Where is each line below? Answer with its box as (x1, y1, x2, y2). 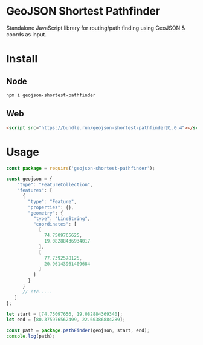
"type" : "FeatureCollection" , (17, 182, 94, 188)
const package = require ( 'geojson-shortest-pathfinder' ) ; (6, 165, 155, 171)
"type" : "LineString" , (33, 215, 91, 222)
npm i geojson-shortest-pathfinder (6, 92, 96, 98)
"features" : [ (17, 187, 53, 193)
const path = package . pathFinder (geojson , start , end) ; (6, 327, 150, 334)
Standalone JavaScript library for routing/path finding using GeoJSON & (6, 24, 185, 32)
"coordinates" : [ (33, 221, 77, 227)
